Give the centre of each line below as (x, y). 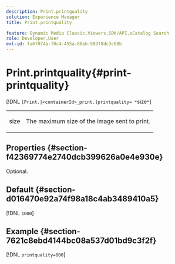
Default (20, 190)
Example (22, 231)
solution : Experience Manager (43, 17)
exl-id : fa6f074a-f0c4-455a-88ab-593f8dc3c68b (64, 44)
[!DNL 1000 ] (20, 213)
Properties (26, 148)
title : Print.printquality (39, 22)
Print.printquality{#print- (69, 73)
